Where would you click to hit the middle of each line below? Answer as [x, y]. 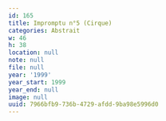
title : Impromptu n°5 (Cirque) [60, 23]
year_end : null [34, 90]
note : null [26, 60]
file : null [26, 68]
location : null [34, 53]
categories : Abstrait [44, 30]
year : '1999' [30, 75]
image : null [28, 97]
